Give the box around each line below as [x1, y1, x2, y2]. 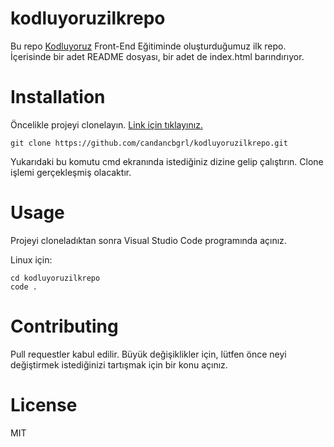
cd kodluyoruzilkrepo [10, 273, 101, 283]
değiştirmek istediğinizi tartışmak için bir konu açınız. [10, 358, 228, 371]
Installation [10, 86, 106, 109]
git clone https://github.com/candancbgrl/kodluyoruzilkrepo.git [10, 138, 288, 148]
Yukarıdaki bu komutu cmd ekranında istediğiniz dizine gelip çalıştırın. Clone [10, 155, 324, 167]
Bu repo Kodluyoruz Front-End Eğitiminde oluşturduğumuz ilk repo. [10, 40, 287, 52]
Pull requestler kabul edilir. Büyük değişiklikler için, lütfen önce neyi [10, 348, 287, 360]
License [10, 393, 78, 416]
